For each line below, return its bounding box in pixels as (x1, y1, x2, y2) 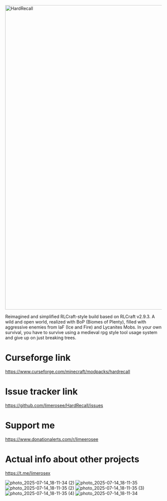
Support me (5, 420, 55, 431)
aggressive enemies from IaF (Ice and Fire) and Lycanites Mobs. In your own (5, 324, 162, 330)
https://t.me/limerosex (5, 470, 51, 476)
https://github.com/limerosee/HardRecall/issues (5, 402, 103, 408)
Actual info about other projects (5, 454, 140, 465)
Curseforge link (5, 352, 71, 363)
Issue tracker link (5, 386, 78, 397)
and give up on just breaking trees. (5, 335, 77, 340)
